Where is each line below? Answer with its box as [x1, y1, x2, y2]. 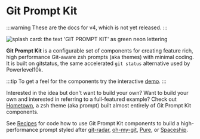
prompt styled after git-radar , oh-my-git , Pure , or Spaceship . [39, 126, 188, 133]
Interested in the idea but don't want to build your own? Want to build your [6, 89, 189, 96]
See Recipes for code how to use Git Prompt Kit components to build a [6, 119, 180, 126]
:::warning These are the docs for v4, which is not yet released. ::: [6, 24, 168, 31]
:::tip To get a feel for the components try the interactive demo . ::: [6, 78, 167, 85]
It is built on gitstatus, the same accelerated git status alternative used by [6, 60, 190, 67]
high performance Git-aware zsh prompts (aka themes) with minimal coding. [6, 53, 194, 60]
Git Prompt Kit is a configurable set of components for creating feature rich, [6, 47, 193, 54]
